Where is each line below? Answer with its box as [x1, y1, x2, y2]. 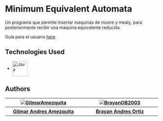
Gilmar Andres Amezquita [13, 108, 74, 115]
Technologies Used [5, 48, 65, 56]
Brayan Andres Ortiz [96, 108, 144, 115]
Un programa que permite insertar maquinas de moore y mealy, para [5, 19, 142, 25]
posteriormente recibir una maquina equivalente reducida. [5, 24, 121, 30]
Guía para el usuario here [5, 34, 56, 40]
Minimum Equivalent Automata [5, 3, 132, 15]
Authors [5, 85, 31, 93]
